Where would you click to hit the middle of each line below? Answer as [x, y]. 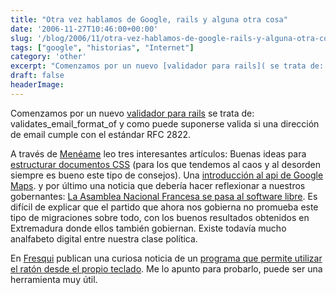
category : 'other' [48, 57]
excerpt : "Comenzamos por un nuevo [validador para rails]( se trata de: [167, 66]
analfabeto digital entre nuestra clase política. [104, 238]
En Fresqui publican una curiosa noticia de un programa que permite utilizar [166, 258]
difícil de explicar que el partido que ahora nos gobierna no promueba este [164, 207]
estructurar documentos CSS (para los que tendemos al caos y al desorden [165, 164]
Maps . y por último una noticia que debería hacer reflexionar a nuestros [158, 185]
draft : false [37, 76]
